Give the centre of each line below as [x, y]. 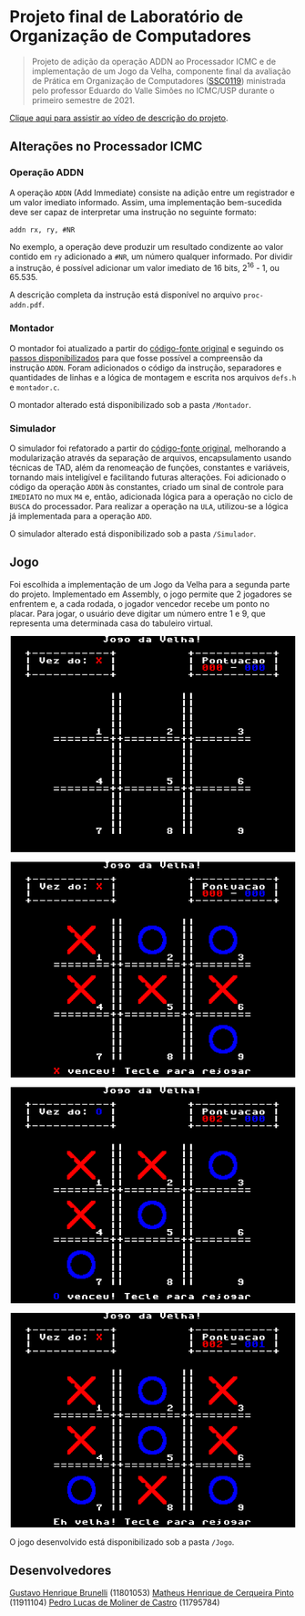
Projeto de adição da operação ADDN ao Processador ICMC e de [153, 61]
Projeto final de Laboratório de [127, 17]
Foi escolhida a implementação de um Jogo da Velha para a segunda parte [150, 584]
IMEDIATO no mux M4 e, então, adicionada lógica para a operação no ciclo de [151, 496]
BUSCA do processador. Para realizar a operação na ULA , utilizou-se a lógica [149, 506]
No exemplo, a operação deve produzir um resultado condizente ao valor [147, 246]
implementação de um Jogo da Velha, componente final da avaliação [161, 71]
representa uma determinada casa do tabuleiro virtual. [112, 623]
